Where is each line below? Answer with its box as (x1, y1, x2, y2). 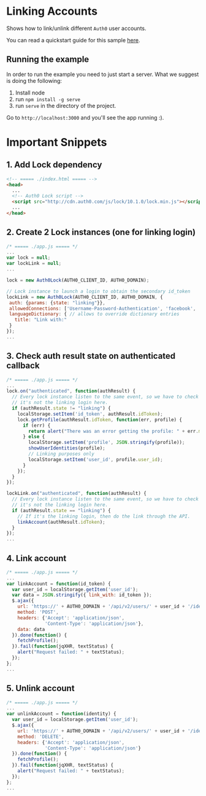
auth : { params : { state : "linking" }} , (9, 299, 105, 306)
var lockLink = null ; (6, 261, 62, 267)
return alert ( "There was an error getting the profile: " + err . (28, 428, 199, 434)
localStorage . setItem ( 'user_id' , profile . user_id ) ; (28, 456, 164, 462)
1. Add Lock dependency (6, 159, 102, 170)
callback (6, 361, 40, 371)
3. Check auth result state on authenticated (6, 351, 176, 361)
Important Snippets (6, 135, 107, 149)
